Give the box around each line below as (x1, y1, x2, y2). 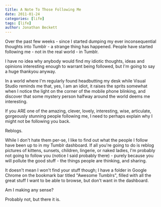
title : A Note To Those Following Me (5, 7, 81, 12)
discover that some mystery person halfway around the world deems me (5, 93, 150, 100)
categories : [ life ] (5, 16, 45, 21)
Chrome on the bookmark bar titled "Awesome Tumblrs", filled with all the (5, 172, 151, 178)
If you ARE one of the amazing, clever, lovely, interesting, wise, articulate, (5, 108, 152, 114)
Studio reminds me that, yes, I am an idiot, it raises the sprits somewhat (5, 83, 147, 89)
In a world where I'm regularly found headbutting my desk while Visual (5, 78, 146, 84)
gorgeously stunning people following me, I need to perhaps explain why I (5, 113, 153, 119)
